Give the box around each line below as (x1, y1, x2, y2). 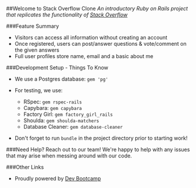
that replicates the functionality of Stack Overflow (6, 11, 128, 18)
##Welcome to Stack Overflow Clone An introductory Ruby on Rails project (6, 5, 188, 12)
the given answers (14, 46, 60, 53)
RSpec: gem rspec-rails (23, 98, 82, 105)
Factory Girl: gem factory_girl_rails (23, 111, 113, 117)
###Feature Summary (6, 23, 59, 29)
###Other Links (6, 164, 44, 170)
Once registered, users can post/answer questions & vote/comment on (14, 41, 187, 47)
